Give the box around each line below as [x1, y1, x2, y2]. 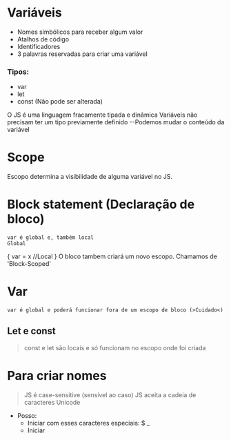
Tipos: [7, 67, 30, 77]
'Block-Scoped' [7, 260, 52, 268]
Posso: [17, 411, 37, 419]
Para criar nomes [7, 368, 107, 384]
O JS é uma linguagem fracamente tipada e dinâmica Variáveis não [7, 111, 198, 119]
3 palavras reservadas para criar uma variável [17, 50, 148, 58]
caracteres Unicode [23, 398, 81, 406]
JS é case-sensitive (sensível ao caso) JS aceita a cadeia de [23, 390, 197, 399]
